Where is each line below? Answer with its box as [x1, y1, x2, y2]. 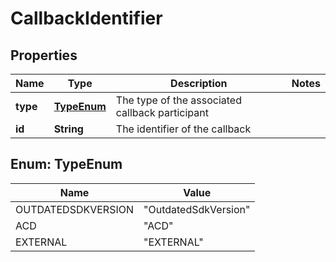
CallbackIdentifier [10, 7, 163, 30]
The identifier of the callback [115, 122, 252, 136]
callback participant [115, 106, 209, 119]
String [53, 122, 84, 136]
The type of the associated [115, 93, 242, 107]
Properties [10, 47, 78, 64]
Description [170, 77, 228, 90]
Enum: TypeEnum [10, 156, 123, 173]
